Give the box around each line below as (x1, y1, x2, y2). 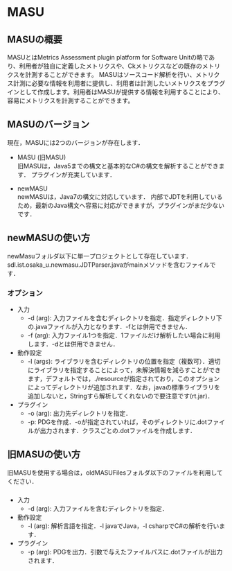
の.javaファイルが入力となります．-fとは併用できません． (27, 322, 192, 331)
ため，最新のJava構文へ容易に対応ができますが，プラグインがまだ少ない (17, 201, 225, 209)
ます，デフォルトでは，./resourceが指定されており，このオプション (27, 374, 220, 383)
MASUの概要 (7, 33, 63, 45)
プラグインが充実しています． (30, 170, 116, 179)
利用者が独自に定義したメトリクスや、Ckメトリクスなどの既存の (19, 62, 203, 70)
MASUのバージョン (7, 118, 90, 130)
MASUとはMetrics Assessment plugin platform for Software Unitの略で (7, 53, 209, 61)
